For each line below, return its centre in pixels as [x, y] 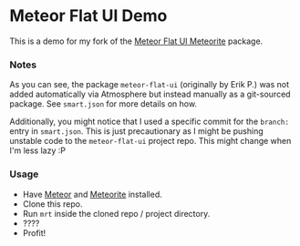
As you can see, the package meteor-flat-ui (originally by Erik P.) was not [150, 85]
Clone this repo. [52, 204]
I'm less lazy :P [38, 150]
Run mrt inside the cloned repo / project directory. [116, 213]
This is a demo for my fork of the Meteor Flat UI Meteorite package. [136, 41]
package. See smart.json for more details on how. [103, 104]
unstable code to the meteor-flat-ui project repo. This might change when [150, 141]
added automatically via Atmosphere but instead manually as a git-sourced [150, 94]
